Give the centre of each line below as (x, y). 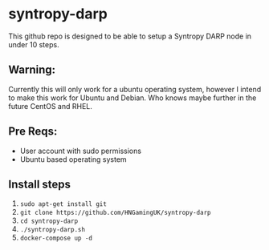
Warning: (32, 70)
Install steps (39, 184)
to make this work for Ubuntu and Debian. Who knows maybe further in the (132, 98)
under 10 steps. (34, 44)
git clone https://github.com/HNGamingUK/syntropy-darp (115, 213)
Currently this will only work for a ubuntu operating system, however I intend (135, 89)
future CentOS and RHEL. (50, 106)
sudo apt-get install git (63, 204)
